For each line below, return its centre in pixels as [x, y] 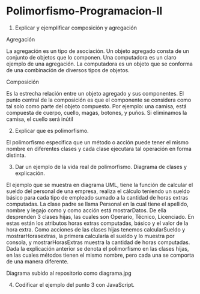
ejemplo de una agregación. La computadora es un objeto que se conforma [100, 64]
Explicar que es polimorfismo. [52, 130]
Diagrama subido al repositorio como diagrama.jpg [69, 273]
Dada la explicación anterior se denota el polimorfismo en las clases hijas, [98, 248]
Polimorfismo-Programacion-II [84, 11]
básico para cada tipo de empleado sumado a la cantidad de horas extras [97, 197]
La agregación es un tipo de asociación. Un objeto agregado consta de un [98, 51]
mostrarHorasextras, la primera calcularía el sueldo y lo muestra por [91, 236]
